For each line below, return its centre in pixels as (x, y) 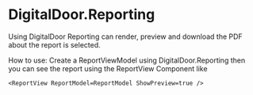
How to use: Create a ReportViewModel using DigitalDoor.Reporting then (127, 60)
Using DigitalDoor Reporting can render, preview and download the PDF (126, 36)
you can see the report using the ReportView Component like (108, 68)
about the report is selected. (54, 44)
